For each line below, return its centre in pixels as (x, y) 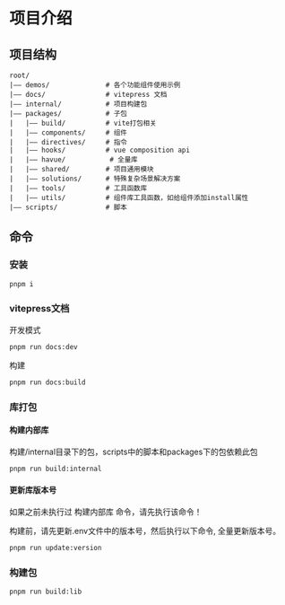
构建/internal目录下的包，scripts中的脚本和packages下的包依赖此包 (134, 452)
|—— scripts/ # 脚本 (68, 207)
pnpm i (22, 284)
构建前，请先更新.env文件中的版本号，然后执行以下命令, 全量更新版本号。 (145, 530)
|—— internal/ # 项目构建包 (78, 104)
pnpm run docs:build (48, 382)
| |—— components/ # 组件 (68, 133)
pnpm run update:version (56, 548)
